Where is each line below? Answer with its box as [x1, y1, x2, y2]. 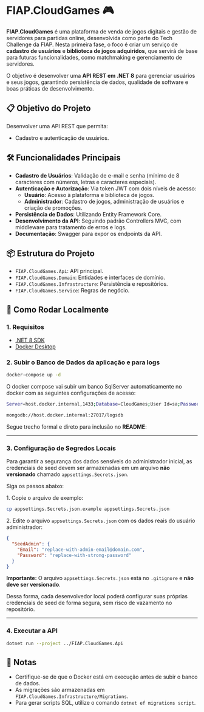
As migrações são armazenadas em [15, 686, 105, 694]
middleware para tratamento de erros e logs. [15, 223, 127, 230]
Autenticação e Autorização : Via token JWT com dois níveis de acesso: [15, 185, 197, 192]
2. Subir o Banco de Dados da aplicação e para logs [6, 358, 160, 367]
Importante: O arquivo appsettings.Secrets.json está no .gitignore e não [6, 575, 194, 582]
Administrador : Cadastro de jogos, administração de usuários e [24, 198, 185, 205]
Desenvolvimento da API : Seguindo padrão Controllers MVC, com [15, 217, 182, 224]
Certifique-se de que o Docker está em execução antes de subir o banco [15, 673, 198, 680]
